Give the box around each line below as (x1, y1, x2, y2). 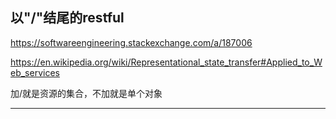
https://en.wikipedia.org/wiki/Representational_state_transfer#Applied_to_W (10, 56, 323, 68)
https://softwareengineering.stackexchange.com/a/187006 (10, 36, 253, 48)
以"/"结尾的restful (10, 9, 125, 27)
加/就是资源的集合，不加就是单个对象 (10, 87, 163, 99)
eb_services (10, 66, 60, 78)
